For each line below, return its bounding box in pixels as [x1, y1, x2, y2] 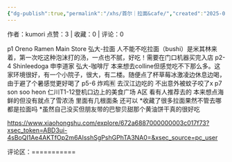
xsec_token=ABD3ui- [7, 125, 68, 134]
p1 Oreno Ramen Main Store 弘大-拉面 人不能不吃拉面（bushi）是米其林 [7, 44, 212, 52]
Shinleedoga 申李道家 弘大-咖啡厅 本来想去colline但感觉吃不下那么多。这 [12, 61, 221, 70]
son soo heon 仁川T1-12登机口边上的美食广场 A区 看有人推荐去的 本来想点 [7, 88, 218, 96]
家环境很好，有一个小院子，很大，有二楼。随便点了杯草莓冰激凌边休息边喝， [7, 70, 226, 79]
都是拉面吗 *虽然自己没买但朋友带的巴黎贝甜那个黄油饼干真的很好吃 [7, 105, 200, 113]
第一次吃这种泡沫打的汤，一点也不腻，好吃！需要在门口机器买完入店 [19, 53, 213, 61]
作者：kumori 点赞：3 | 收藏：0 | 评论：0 [7, 30, 124, 38]
